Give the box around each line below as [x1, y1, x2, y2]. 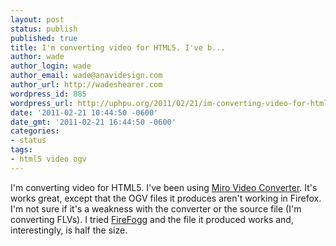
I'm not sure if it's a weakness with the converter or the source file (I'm [10, 202, 302, 215]
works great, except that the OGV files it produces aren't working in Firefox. [10, 192, 322, 204]
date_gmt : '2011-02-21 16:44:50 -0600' [10, 117, 177, 127]
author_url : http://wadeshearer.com [10, 80, 163, 90]
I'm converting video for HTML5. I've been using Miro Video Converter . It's [10, 181, 318, 193]
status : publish [10, 24, 78, 34]
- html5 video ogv [10, 154, 87, 164]
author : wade [10, 52, 65, 62]
